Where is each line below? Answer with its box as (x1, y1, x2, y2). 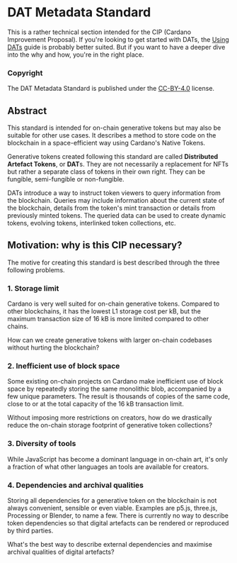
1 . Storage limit (7, 283, 59, 293)
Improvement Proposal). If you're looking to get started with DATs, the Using (7, 35, 229, 43)
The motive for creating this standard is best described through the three (7, 258, 220, 267)
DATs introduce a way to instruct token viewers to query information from (7, 189, 221, 197)
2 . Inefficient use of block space (7, 361, 120, 371)
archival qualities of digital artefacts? (7, 547, 115, 557)
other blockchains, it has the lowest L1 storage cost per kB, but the (7, 307, 202, 316)
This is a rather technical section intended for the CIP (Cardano (7, 28, 192, 36)
